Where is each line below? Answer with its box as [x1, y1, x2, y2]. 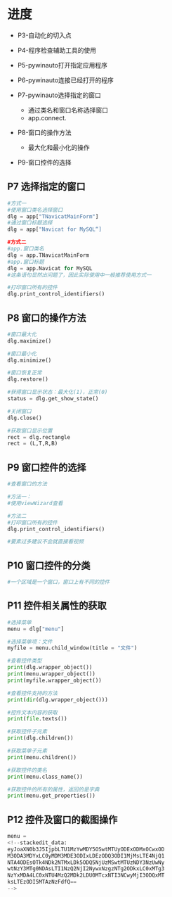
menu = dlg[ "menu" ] [7, 625, 65, 632]
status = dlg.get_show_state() [7, 395, 99, 402]
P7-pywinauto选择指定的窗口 [17, 91, 102, 99]
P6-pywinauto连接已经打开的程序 [17, 75, 114, 84]
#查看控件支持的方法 [7, 689, 58, 696]
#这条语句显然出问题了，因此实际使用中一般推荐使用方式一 [7, 272, 152, 279]
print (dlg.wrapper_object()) [7, 664, 93, 671]
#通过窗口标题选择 [7, 220, 53, 227]
